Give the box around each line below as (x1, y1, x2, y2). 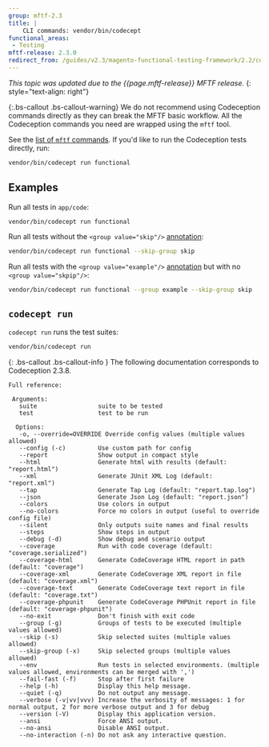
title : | (8, 19, 38, 27)
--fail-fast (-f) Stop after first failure (18, 675, 184, 683)
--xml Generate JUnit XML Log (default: (18, 472, 214, 480)
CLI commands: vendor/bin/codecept (22, 26, 142, 34)
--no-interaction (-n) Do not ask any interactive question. (18, 731, 227, 739)
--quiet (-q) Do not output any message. (18, 689, 192, 697)
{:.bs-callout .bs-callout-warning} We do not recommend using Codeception (8, 102, 261, 112)
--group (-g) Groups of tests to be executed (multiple (18, 619, 242, 627)
